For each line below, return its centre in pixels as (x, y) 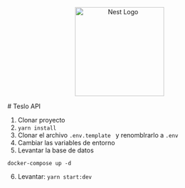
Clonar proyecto (41, 120)
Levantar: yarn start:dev (55, 177)
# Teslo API (24, 106)
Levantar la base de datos (55, 150)
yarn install (37, 128)
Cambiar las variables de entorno (66, 143)
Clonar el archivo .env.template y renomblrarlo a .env (98, 135)
